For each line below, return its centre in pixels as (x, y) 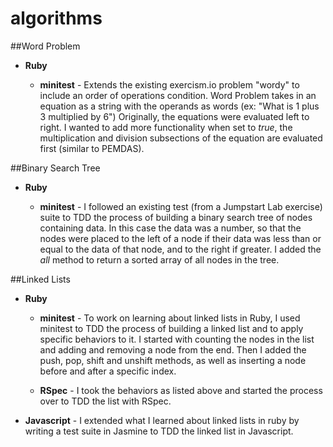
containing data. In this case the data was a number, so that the (170, 228)
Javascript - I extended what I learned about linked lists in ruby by (162, 420)
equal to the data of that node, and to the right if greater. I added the (180, 249)
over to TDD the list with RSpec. (105, 401)
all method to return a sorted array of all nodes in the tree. (159, 259)
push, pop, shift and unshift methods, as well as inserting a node (173, 360)
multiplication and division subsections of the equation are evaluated (181, 138)
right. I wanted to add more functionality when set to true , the (166, 127)
